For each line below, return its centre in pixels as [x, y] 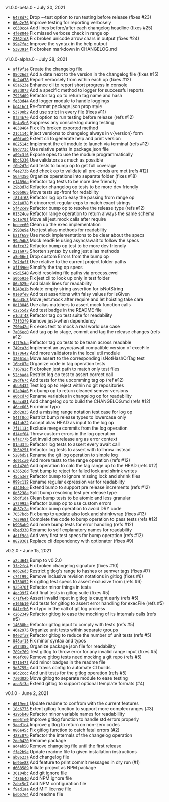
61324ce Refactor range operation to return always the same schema [83, 213]
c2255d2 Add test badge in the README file [57, 310]
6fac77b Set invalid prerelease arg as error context [65, 439]
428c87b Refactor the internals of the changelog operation [72, 735]
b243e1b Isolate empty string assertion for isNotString [68, 289]
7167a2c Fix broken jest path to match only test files [66, 369]
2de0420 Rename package [39, 741]
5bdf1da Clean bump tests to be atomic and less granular [71, 498]
